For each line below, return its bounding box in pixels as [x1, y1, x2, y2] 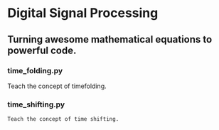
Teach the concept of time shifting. [7, 116, 119, 123]
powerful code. [7, 44, 77, 56]
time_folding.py [7, 65, 63, 75]
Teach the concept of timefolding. [7, 82, 107, 90]
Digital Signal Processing [7, 5, 159, 21]
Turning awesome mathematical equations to [7, 33, 213, 45]
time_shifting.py [7, 99, 65, 109]
